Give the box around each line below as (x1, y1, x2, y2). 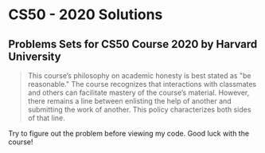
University (8, 49, 61, 63)
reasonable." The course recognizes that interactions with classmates (27, 80, 257, 88)
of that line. (27, 113, 65, 123)
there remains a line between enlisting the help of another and (27, 96, 232, 105)
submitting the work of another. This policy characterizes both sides (27, 105, 251, 114)
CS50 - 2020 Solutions (8, 6, 163, 24)
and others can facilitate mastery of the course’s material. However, (27, 88, 250, 97)
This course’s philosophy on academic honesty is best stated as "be (27, 71, 251, 80)
